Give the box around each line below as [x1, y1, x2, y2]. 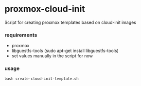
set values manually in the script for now [11, 53, 93, 59]
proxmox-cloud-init [4, 3, 86, 15]
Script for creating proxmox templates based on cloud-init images [4, 19, 137, 25]
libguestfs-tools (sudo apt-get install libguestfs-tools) [11, 48, 119, 54]
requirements [4, 32, 37, 38]
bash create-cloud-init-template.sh [4, 76, 79, 81]
